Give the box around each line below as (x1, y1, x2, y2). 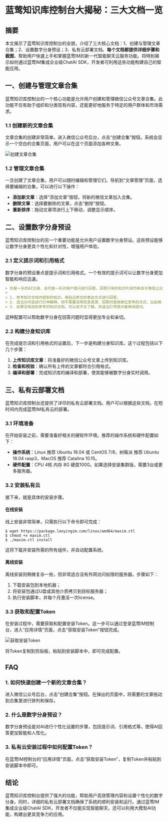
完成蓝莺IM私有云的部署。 (18, 406, 72, 412)
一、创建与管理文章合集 (5, 81, 77, 90)
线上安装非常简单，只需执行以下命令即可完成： (5, 518, 101, 524)
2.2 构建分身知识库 (5, 328, 51, 335)
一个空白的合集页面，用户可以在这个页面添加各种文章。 (9, 141, 123, 147)
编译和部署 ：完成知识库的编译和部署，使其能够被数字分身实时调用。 (12, 369, 153, 376)
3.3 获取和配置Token (5, 608, 56, 615)
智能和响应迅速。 (5, 276, 40, 282)
